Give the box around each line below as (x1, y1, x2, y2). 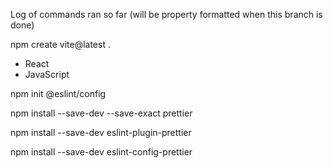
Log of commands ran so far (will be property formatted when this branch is (10, 9, 323, 20)
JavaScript (24, 69, 70, 80)
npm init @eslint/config (10, 88, 107, 99)
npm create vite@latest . (10, 39, 111, 50)
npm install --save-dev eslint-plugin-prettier (10, 127, 192, 138)
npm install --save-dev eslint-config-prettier (10, 146, 193, 158)
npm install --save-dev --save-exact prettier (10, 107, 193, 119)
